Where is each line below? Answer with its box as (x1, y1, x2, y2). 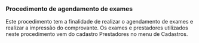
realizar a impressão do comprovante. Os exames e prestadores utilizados (5, 24, 189, 31)
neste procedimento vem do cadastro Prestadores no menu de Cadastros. (5, 31, 188, 38)
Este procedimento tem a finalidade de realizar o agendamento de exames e (5, 18, 194, 25)
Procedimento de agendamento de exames (5, 5, 133, 13)
